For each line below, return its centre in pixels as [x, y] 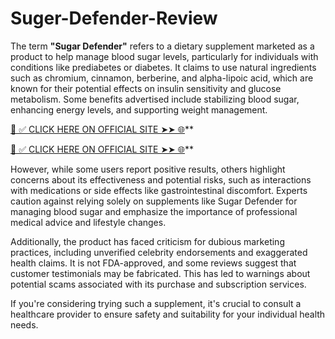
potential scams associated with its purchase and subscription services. [158, 284]
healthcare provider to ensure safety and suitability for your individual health [168, 314]
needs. [24, 324]
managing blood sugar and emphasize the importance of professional [154, 211]
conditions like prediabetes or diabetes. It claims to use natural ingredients [163, 67]
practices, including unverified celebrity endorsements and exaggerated [159, 252]
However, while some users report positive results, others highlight [148, 169]
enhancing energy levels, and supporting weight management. [139, 109]
